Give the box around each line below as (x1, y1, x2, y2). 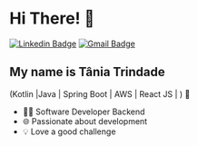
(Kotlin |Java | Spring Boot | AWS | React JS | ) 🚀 (9, 88, 191, 99)
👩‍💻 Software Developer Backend (22, 106, 145, 117)
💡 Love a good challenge (22, 126, 116, 137)
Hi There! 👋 (9, 8, 95, 29)
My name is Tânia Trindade (9, 64, 165, 80)
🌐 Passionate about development (22, 115, 148, 126)
